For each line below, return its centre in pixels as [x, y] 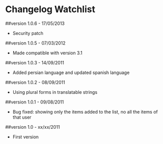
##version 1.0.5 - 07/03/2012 [35, 43]
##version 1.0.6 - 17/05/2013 [35, 23]
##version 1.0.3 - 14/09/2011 [35, 62]
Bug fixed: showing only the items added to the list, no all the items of [85, 112]
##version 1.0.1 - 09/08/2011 [35, 102]
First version [26, 137]
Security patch [28, 33]
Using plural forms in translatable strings [55, 92]
